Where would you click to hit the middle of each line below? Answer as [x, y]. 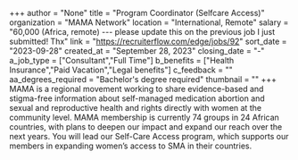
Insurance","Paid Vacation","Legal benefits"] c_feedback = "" [121, 70]
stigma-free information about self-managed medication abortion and [137, 98]
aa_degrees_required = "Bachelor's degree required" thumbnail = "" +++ [143, 79]
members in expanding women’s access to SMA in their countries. [131, 146]
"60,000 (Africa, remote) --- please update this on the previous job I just [142, 32]
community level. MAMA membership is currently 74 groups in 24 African [144, 117]
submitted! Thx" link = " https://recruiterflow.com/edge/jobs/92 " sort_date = [148, 41]
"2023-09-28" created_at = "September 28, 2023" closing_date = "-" [137, 51]
